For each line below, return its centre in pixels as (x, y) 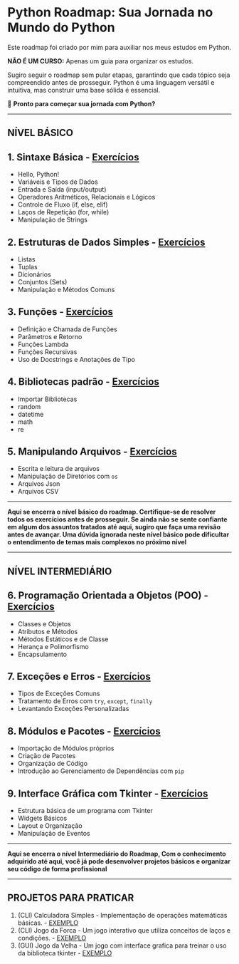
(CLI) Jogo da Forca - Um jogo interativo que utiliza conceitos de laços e (124, 930)
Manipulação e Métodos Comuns (66, 289)
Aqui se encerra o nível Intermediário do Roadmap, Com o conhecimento (117, 854)
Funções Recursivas (47, 352)
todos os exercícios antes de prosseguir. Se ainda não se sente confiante (117, 519)
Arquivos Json (39, 484)
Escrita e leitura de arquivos (59, 469)
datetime (31, 414)
